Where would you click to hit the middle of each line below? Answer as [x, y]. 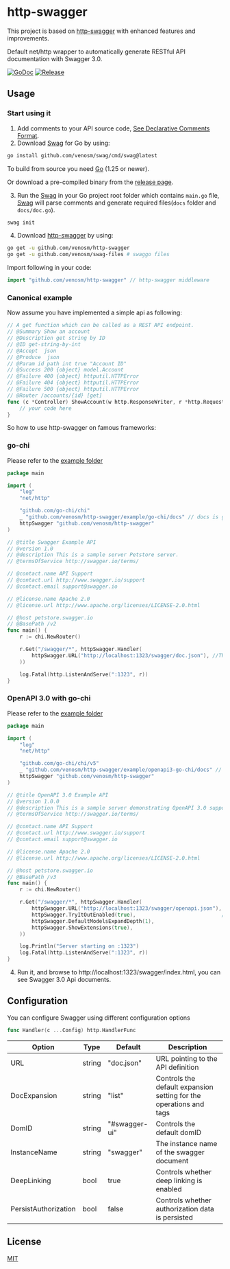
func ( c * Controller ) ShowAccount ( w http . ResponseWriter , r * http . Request [116, 402]
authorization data [185, 1209]
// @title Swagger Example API [52, 542]
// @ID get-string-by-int [44, 344]
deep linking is [179, 1180]
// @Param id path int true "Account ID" [67, 364]
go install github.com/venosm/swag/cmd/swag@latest [82, 155]
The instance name [187, 1143]
